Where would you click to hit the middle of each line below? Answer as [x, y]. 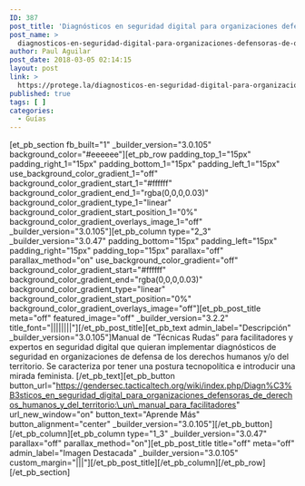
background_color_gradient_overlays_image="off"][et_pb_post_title [135, 308]
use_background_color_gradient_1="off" [84, 174]
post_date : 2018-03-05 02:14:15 [70, 60]
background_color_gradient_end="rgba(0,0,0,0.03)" [106, 280]
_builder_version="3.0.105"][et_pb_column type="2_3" [110, 231]
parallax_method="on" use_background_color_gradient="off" [124, 260]
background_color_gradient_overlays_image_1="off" [106, 222]
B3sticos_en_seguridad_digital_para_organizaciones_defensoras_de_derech [151, 395]
